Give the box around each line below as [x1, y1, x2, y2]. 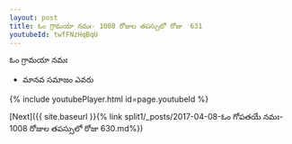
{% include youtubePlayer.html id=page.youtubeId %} [9, 94, 209, 104]
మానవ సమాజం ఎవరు [22, 74, 94, 85]
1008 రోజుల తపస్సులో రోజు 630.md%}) [9, 123, 144, 134]
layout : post [9, 13, 58, 22]
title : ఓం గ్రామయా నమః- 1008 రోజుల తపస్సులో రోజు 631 [9, 22, 203, 31]
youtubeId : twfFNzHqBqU [9, 30, 99, 39]
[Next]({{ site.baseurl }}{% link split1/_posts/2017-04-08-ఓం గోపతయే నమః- [9, 112, 284, 122]
